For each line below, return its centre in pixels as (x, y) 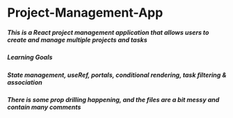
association (25, 82)
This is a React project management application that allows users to (108, 32)
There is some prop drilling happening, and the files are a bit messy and (113, 99)
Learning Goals (30, 58)
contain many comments (44, 107)
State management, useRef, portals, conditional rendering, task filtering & (117, 75)
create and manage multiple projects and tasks (77, 40)
